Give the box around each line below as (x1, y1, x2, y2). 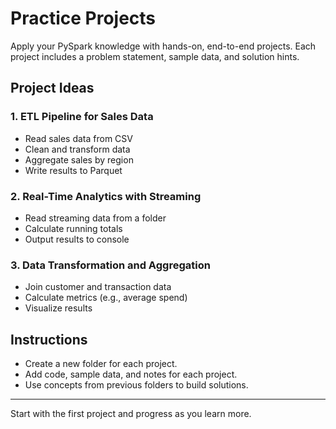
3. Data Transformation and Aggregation (10, 258, 211, 272)
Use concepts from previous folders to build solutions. (24, 379, 249, 391)
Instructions (10, 331, 88, 348)
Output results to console (24, 233, 130, 245)
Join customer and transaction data (24, 281, 172, 293)
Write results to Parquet (24, 164, 123, 176)
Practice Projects (10, 7, 157, 30)
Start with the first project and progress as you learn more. (10, 408, 252, 420)
